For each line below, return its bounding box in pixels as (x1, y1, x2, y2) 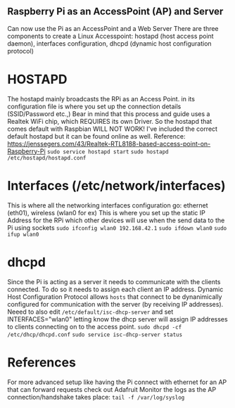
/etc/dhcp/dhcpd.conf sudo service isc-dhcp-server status (7, 331, 183, 338)
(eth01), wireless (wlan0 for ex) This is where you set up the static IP (7, 208, 205, 217)
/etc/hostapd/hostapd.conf (7, 154, 87, 161)
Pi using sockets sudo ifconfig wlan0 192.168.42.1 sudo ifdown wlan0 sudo (7, 223, 227, 231)
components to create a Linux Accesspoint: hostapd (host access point (7, 32, 214, 40)
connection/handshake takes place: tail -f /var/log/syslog (7, 393, 185, 401)
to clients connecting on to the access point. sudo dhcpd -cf (7, 322, 182, 331)
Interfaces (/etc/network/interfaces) (7, 177, 226, 193)
